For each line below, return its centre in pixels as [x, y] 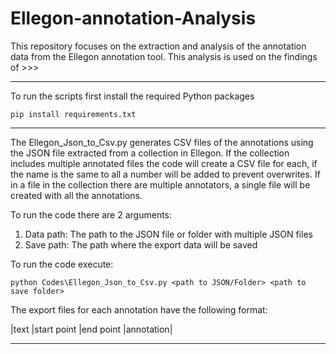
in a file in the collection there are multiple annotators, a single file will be [160, 184]
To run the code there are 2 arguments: [91, 214]
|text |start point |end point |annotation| [91, 329]
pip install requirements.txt [73, 114]
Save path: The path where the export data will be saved [141, 244]
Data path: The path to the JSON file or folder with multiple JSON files [168, 234]
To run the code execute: [62, 264]
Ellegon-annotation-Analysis [133, 18]
